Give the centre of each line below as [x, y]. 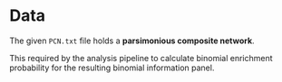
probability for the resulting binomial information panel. [112, 68]
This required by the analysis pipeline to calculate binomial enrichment [141, 58]
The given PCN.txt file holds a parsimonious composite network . [132, 41]
